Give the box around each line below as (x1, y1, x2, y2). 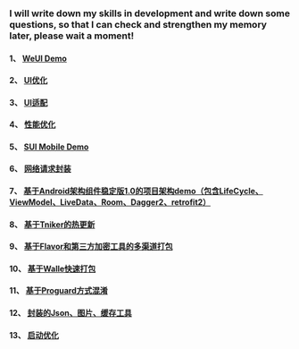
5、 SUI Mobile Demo (9, 141, 89, 152)
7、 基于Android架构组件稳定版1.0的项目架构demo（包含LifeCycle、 (9, 186, 263, 197)
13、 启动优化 (9, 329, 60, 340)
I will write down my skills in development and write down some (9, 7, 290, 20)
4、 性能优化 (9, 119, 56, 130)
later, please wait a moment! (9, 30, 135, 42)
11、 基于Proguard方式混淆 (9, 285, 109, 296)
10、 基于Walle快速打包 (9, 263, 96, 274)
